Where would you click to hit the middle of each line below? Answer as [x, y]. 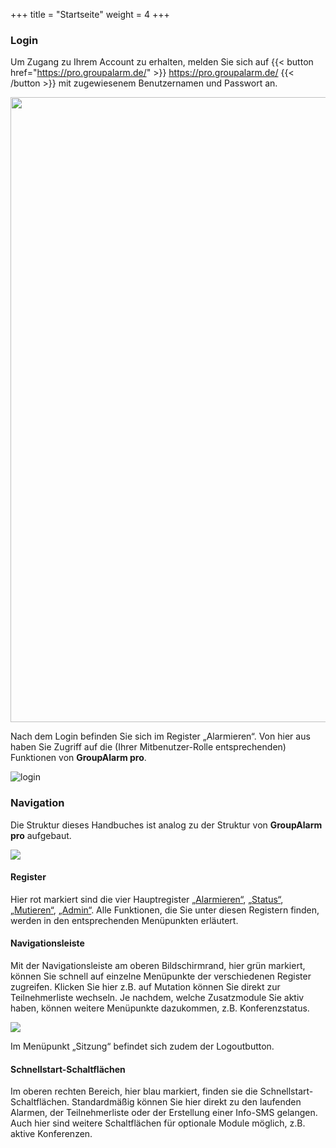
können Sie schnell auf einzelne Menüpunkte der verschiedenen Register [161, 976]
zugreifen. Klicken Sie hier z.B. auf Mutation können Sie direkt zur [145, 987]
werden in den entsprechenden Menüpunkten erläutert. [124, 920]
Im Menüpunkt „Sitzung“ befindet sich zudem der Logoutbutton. [142, 1046]
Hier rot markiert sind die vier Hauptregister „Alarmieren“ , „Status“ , [147, 899]
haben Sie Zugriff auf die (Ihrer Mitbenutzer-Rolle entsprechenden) [148, 747]
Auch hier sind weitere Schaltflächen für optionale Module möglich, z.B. [158, 1123]
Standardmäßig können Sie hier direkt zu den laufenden [186, 1102]
